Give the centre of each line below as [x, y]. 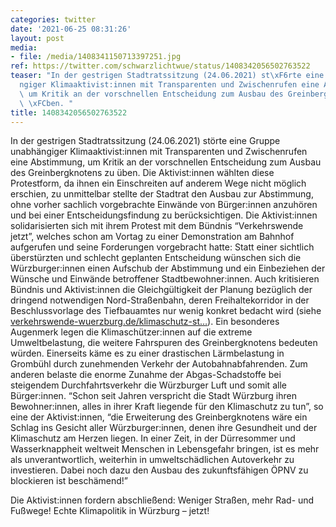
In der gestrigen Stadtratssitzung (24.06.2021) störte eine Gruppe [145, 141]
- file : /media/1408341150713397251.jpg [96, 57]
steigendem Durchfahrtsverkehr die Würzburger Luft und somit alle [148, 385]
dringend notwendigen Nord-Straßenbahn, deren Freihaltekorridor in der [160, 300]
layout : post [37, 38]
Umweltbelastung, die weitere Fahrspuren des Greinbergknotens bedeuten [164, 343]
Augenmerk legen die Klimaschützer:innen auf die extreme [131, 332]
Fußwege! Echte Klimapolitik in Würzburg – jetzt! [110, 511]
